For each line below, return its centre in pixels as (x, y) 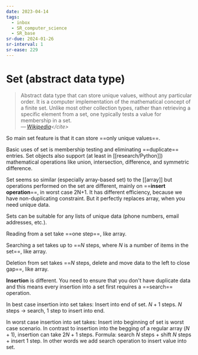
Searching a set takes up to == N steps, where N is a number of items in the (97, 245)
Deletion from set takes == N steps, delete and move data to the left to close (98, 263)
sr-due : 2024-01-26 (30, 39)
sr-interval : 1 (25, 45)
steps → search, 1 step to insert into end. (55, 310)
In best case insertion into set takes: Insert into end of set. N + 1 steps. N (94, 304)
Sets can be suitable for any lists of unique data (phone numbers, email (93, 216)
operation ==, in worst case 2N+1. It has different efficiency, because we (94, 192)
